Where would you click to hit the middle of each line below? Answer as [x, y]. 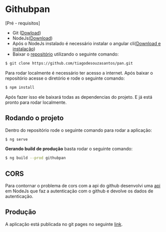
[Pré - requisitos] [23, 23]
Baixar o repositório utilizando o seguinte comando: [65, 54]
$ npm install [20, 87]
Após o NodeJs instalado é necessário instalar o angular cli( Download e [86, 43]
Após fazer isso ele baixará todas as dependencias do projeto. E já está [79, 97]
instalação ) [24, 49]
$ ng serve [16, 139]
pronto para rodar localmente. [36, 102]
